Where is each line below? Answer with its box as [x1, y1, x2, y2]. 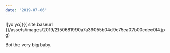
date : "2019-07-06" [5, 7, 47, 13]
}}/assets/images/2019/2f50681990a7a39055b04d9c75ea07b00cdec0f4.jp [5, 26, 165, 33]
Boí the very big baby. [5, 41, 52, 48]
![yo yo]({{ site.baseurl [5, 21, 53, 27]
